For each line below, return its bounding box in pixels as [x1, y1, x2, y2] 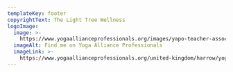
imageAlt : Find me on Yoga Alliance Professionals [13, 42, 163, 49]
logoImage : [7, 23, 39, 29]
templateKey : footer [7, 10, 67, 17]
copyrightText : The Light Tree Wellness [7, 16, 126, 23]
